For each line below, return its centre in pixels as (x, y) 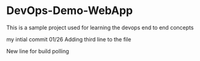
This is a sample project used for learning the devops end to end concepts (100, 27)
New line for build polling (38, 51)
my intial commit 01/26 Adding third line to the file (69, 39)
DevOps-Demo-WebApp (70, 11)
